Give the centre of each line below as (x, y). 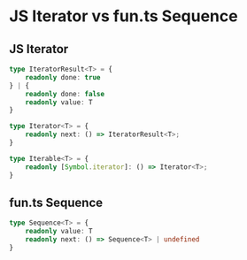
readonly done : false (65, 94)
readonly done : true (63, 77)
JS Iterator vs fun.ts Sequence (123, 16)
